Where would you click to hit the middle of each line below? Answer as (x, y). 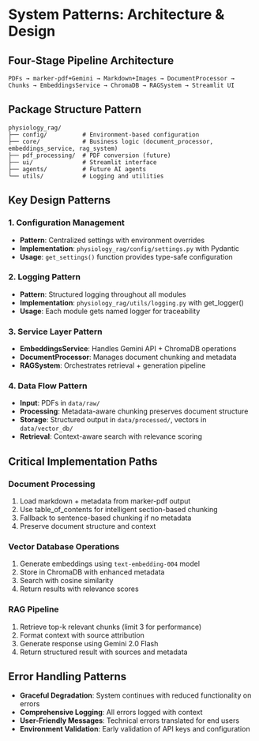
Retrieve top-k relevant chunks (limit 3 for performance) (111, 627)
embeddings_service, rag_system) (63, 148)
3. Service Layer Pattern (55, 331)
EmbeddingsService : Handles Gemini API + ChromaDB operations (128, 349)
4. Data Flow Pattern (48, 386)
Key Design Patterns (59, 200)
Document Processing (52, 484)
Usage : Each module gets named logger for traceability (110, 311)
